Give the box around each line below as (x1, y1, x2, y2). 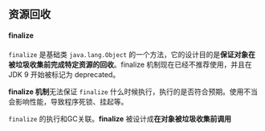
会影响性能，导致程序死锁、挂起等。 (8, 96, 128, 106)
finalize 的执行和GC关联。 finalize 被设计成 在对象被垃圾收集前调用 (8, 113, 231, 123)
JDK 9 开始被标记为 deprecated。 (8, 69, 120, 79)
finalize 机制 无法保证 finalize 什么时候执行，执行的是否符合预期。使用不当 (8, 87, 259, 96)
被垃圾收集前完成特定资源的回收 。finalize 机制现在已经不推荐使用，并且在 (8, 59, 253, 69)
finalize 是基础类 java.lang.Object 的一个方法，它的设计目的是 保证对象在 (8, 49, 255, 59)
